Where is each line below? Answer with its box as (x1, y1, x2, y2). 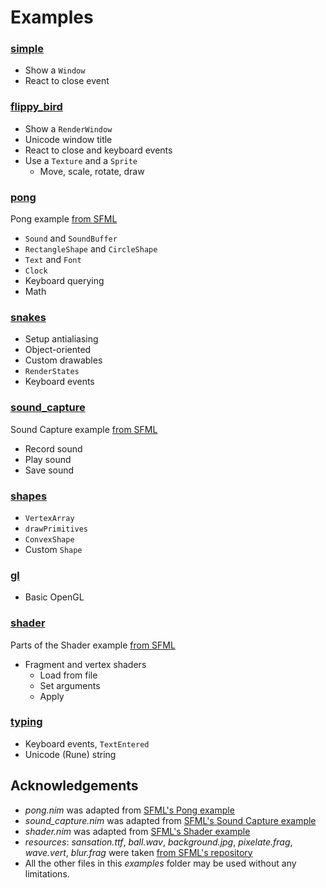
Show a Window (24, 64, 86, 76)
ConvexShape (24, 534, 75, 545)
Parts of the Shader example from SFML (10, 639, 176, 651)
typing (10, 715, 43, 729)
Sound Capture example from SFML (10, 423, 158, 435)
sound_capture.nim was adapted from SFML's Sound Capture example (24, 814, 317, 826)
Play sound (24, 453, 72, 465)
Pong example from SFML (10, 213, 118, 225)
